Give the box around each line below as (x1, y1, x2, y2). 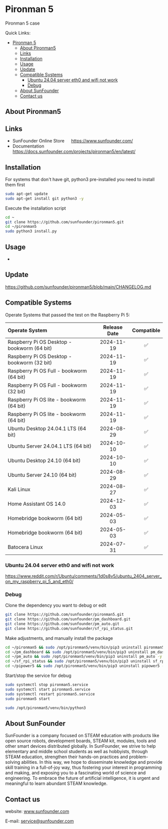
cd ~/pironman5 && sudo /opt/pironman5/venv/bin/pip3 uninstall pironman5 (5, 645, 164, 650)
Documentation (12, 143, 44, 149)
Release (103, 324, 123, 331)
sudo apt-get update (5, 191, 48, 196)
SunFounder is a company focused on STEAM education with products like (5, 733, 159, 739)
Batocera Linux (7, 543, 43, 550)
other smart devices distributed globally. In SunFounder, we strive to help (5, 743, 156, 749)
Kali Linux (7, 486, 31, 493)
